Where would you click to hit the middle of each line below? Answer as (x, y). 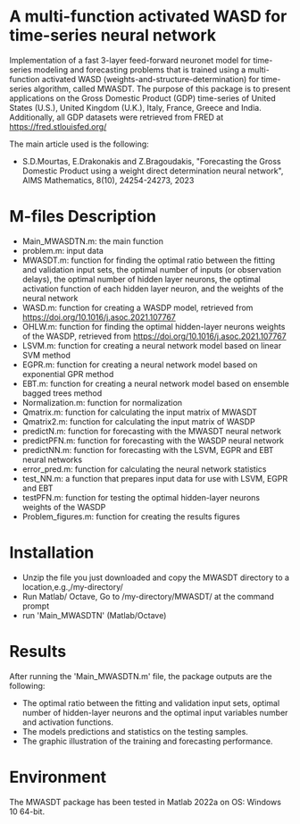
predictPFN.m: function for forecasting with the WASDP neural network (153, 441)
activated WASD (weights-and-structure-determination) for (150, 79)
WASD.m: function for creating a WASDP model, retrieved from (137, 307)
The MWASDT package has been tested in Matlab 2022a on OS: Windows (145, 802)
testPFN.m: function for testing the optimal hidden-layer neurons (141, 497)
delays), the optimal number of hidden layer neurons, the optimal (141, 279)
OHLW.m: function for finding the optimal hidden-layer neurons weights (154, 326)
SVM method (46, 355)
